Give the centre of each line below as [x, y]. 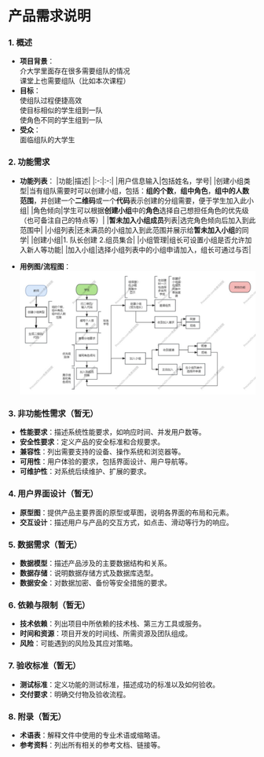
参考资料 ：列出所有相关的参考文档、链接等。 [92, 744]
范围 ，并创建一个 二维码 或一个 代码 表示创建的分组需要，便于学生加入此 [133, 200]
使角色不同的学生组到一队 [61, 120]
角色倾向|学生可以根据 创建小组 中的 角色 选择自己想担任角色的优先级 [141, 210]
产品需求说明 [50, 16]
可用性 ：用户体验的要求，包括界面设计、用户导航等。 [106, 461]
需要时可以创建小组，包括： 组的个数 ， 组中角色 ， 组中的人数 [153, 190]
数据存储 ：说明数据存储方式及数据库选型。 [88, 573]
